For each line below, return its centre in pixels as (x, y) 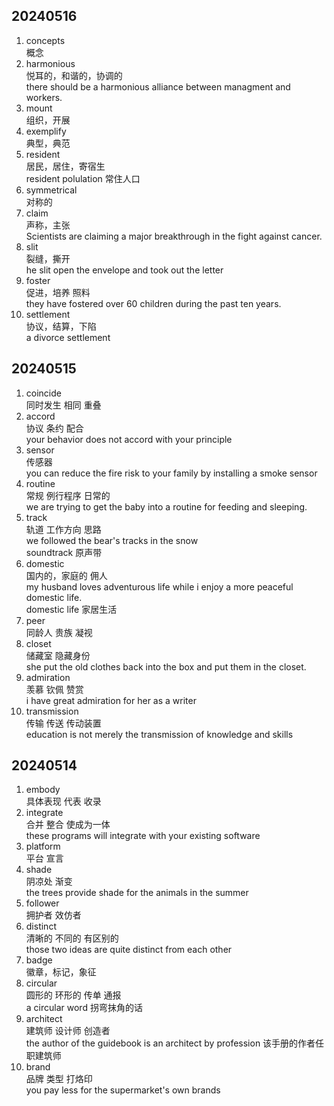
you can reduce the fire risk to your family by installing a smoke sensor (171, 473)
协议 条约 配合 (54, 428)
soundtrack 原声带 (64, 552)
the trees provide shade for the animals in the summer (137, 893)
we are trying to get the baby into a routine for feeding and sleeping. (166, 506)
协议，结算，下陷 (61, 326)
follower (42, 903)
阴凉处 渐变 (49, 881)
